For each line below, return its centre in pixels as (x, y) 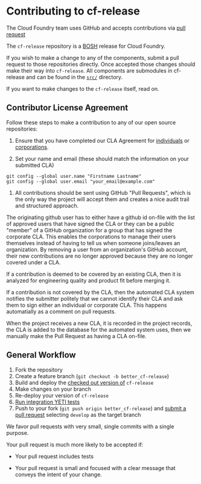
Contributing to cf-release (73, 11)
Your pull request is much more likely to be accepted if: (75, 444)
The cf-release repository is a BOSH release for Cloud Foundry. (86, 46)
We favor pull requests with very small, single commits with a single (90, 426)
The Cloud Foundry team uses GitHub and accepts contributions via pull (96, 28)
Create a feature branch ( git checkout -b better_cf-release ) (92, 376)
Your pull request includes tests (54, 456)
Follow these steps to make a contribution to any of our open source (91, 122)
